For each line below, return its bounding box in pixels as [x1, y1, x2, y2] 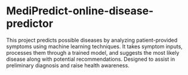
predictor [6, 17, 54, 30]
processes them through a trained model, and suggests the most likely [6, 49, 180, 56]
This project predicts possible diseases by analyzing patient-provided [6, 36, 178, 43]
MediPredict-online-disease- [6, 4, 154, 18]
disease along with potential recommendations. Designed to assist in [6, 55, 175, 62]
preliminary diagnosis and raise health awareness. [6, 61, 130, 69]
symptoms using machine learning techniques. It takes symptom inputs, [6, 43, 183, 50]
